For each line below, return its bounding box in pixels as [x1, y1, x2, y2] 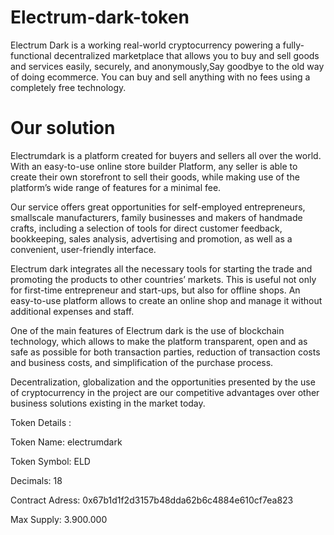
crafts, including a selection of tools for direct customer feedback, [10, 222, 283, 234]
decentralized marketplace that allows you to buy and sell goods [53, 49, 320, 61]
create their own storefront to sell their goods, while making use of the [10, 171, 300, 183]
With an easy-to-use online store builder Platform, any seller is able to [10, 160, 298, 172]
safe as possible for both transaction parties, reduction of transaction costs [10, 346, 321, 358]
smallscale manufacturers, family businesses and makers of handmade [10, 211, 303, 223]
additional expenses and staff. [10, 305, 135, 317]
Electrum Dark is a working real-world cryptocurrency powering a [10, 39, 281, 51]
